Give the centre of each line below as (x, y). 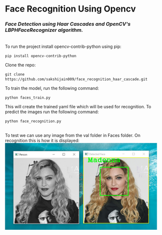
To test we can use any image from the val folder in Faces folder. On (73, 135)
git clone (15, 74)
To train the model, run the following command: (52, 88)
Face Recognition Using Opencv (70, 9)
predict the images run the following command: (52, 112)
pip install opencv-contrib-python (41, 56)
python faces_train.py (28, 98)
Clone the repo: (20, 65)
